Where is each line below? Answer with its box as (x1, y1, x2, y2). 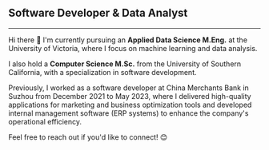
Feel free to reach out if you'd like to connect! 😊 (8, 132, 168, 142)
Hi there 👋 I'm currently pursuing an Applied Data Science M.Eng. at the (8, 35, 248, 45)
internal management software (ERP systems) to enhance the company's (8, 108, 249, 118)
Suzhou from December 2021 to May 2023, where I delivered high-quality (8, 91, 251, 101)
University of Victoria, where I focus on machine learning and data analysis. (8, 43, 258, 53)
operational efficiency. (8, 116, 82, 126)
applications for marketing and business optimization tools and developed (8, 100, 252, 109)
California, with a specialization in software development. (8, 67, 197, 77)
